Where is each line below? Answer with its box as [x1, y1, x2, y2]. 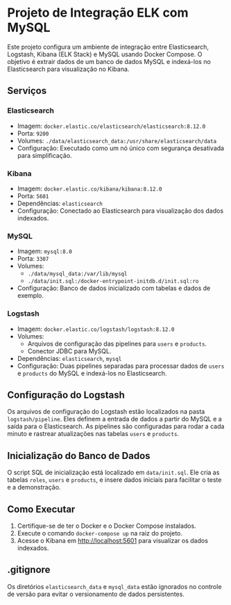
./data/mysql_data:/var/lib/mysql [27, 271, 128, 277]
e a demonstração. [7, 483, 61, 492]
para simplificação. [17, 151, 72, 159]
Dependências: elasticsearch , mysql [17, 354, 122, 362]
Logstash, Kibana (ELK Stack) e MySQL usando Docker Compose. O [7, 50, 203, 58]
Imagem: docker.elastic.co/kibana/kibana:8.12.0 [17, 184, 162, 193]
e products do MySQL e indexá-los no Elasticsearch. [17, 369, 167, 377]
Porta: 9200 [17, 129, 49, 137]
